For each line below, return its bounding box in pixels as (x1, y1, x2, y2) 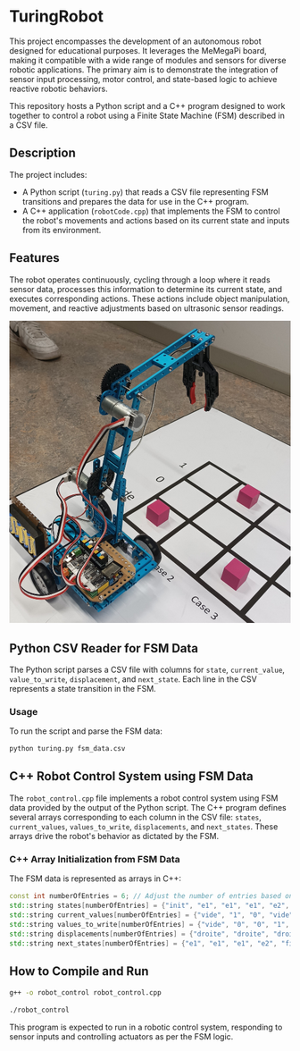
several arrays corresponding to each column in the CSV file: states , (9, 811, 262, 822)
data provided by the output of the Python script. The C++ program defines (9, 802, 287, 812)
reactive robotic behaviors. (9, 83, 109, 94)
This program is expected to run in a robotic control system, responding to (9, 1022, 283, 1033)
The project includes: (9, 169, 87, 180)
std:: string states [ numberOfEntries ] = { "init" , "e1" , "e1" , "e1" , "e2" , (9, 901, 290, 911)
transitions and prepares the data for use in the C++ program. (21, 196, 250, 206)
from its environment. (21, 224, 102, 235)
